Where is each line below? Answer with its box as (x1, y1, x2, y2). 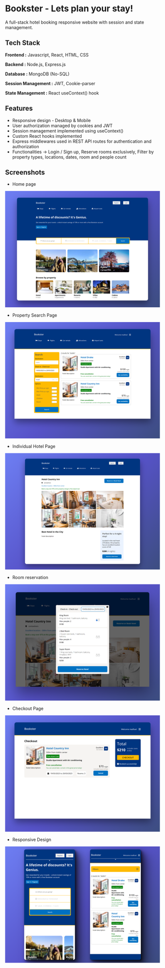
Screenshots (5, 168, 45, 176)
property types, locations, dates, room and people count (12, 154, 127, 160)
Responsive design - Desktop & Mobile (12, 117, 91, 123)
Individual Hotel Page (12, 444, 55, 450)
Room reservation (12, 575, 49, 581)
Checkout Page (12, 706, 44, 711)
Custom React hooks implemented (12, 133, 82, 139)
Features (5, 104, 33, 113)
